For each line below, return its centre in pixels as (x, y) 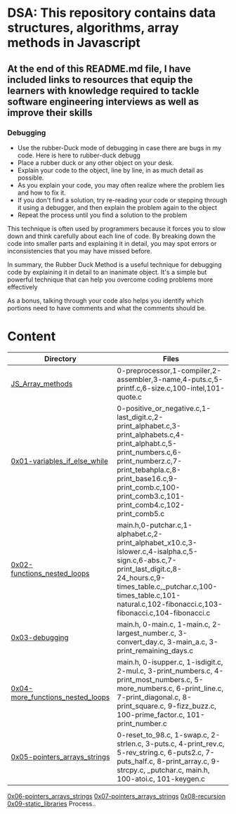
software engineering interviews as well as (103, 101)
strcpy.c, (131, 770)
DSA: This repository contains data (112, 13)
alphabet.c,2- (140, 534)
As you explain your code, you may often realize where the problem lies (121, 185)
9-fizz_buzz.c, (192, 706)
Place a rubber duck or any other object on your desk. (96, 162)
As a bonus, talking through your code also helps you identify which (106, 301)
